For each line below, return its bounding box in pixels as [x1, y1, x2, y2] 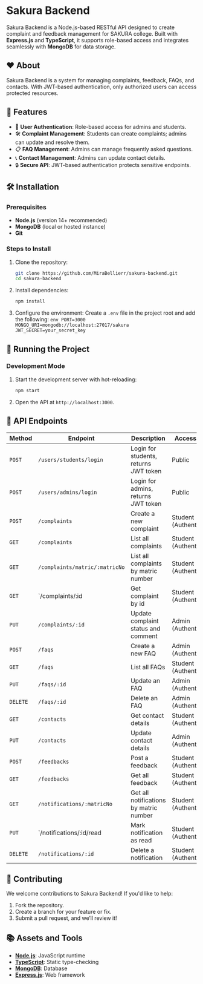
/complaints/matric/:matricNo [38, 563, 125, 571]
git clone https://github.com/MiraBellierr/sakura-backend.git [14, 270, 178, 276]
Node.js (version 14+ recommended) [14, 217, 108, 224]
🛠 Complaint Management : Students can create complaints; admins [14, 130, 187, 137]
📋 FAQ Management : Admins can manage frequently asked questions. [14, 145, 193, 153]
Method [9, 434, 33, 442]
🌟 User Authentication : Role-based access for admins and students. [14, 123, 187, 130]
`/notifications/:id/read [38, 828, 101, 837]
